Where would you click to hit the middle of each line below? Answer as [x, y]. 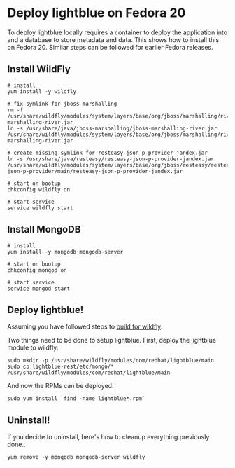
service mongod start [39, 289]
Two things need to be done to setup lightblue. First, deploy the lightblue [112, 340]
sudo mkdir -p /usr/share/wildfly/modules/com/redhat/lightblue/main [111, 361]
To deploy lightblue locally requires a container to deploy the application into [117, 32]
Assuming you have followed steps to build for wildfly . [85, 326]
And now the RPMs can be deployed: [60, 386]
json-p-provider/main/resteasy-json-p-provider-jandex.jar [95, 171]
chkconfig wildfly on [39, 190]
